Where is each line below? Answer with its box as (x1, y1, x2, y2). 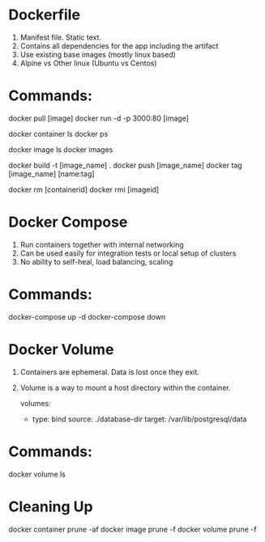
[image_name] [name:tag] (8, 168, 95, 179)
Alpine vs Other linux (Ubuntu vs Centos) (19, 58, 157, 68)
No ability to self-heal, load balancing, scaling (19, 256, 173, 266)
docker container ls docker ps (8, 129, 109, 138)
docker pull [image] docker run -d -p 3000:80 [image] (8, 113, 189, 123)
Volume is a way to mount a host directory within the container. (19, 383, 231, 392)
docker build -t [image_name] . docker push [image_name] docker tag (8, 160, 243, 170)
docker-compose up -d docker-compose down (8, 311, 166, 321)
